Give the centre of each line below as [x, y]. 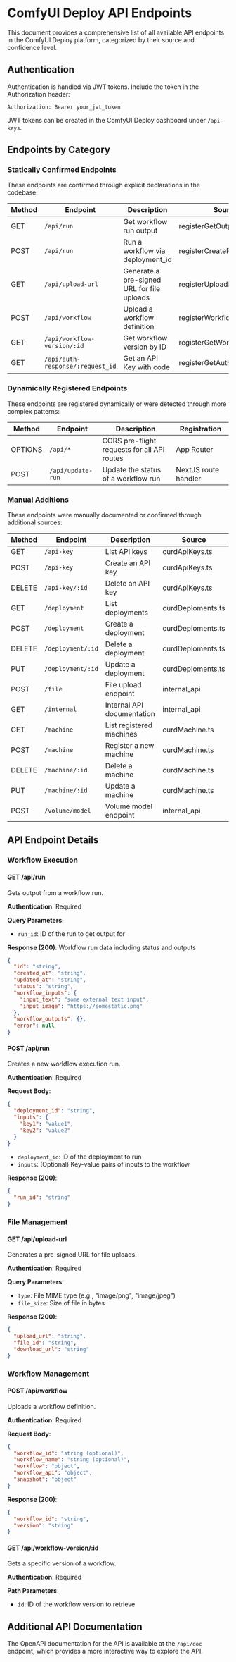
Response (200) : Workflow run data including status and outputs [102, 947]
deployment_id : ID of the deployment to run [79, 1157]
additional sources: [35, 522]
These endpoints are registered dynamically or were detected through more [117, 404]
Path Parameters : [33, 1591]
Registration [201, 429]
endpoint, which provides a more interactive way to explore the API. [105, 1651]
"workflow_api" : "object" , [53, 1473]
